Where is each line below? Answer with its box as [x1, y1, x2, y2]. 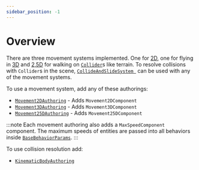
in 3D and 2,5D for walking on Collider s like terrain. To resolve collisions [6, 60, 186, 68]
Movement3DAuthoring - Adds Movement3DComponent [14, 103, 137, 110]
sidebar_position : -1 [6, 8, 61, 15]
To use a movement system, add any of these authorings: [6, 85, 148, 92]
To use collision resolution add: [6, 145, 83, 153]
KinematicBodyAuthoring [14, 158, 75, 164]
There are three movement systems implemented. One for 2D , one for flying [6, 54, 194, 62]
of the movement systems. [6, 73, 72, 81]
